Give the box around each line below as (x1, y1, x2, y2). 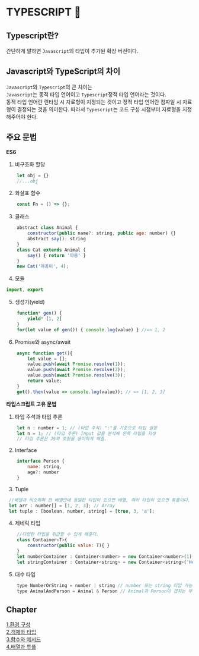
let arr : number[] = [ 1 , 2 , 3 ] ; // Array (8, 503, 115, 509)
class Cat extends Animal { (17, 247, 86, 253)
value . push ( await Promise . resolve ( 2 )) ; (27, 367, 126, 373)
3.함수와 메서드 (6, 636, 41, 643)
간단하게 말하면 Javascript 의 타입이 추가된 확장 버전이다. (6, 48, 139, 54)
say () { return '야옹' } (27, 252, 86, 258)
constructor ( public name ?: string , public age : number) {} (27, 230, 176, 237)
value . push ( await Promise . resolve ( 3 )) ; (27, 372, 126, 378)
